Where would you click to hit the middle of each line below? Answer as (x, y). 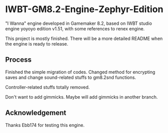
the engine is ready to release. (37, 43)
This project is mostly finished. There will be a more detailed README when (84, 38)
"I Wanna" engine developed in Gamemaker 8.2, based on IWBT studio (79, 23)
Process (18, 60)
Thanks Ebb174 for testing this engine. (45, 125)
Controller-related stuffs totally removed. (47, 87)
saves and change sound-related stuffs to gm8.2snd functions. (71, 77)
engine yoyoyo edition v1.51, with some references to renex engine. (75, 28)
